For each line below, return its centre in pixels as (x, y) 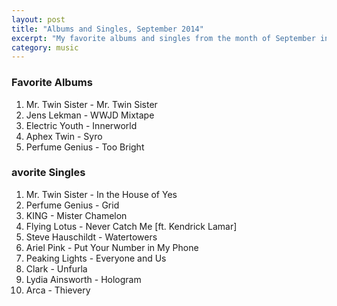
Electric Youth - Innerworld (81, 125)
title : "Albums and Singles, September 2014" (107, 29)
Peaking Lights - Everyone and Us (96, 258)
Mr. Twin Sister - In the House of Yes (101, 194)
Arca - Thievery (58, 290)
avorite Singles (48, 173)
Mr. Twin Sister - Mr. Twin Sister (91, 104)
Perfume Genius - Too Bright (85, 147)
